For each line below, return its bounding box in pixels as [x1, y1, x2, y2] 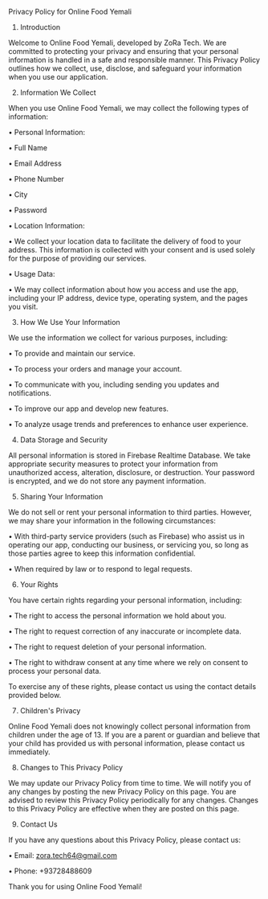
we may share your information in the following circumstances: [8, 516, 217, 525]
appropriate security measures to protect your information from [8, 459, 218, 469]
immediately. [8, 747, 51, 757]
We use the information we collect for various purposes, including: [8, 333, 229, 343]
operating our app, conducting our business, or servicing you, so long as [8, 540, 249, 549]
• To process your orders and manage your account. [8, 364, 182, 373]
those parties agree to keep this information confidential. [8, 548, 197, 558]
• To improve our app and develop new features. [8, 404, 169, 413]
